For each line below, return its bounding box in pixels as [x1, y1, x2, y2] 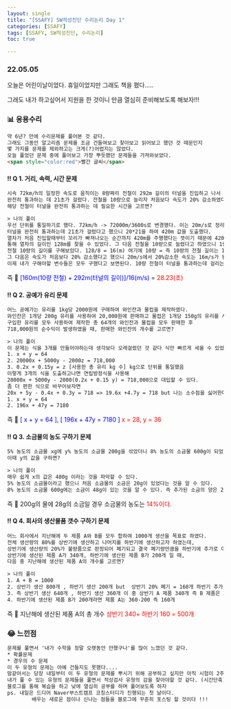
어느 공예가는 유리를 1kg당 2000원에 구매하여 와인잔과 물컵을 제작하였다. [7, 306, 188, 314]
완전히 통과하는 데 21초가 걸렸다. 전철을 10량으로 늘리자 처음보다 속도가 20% [7, 197, 199, 203]
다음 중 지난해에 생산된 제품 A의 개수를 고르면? [7, 558, 125, 566]
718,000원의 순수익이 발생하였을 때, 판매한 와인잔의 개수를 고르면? [7, 326, 175, 332]
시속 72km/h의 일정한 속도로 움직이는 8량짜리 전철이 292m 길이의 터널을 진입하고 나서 [7, 190, 221, 197]
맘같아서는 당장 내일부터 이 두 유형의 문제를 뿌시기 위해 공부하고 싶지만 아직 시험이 [7, 670, 214, 677]
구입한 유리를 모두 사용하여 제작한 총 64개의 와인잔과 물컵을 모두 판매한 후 [7, 319, 194, 326]
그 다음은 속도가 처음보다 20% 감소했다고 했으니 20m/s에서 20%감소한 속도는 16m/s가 [7, 254, 219, 261]
